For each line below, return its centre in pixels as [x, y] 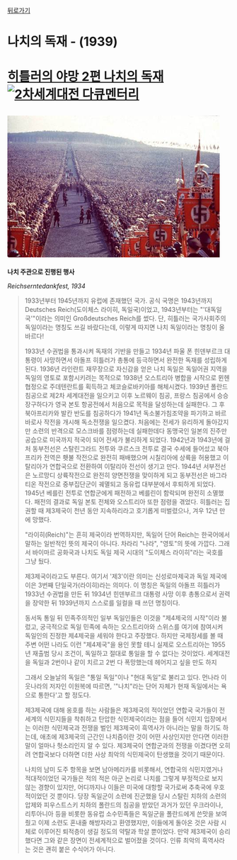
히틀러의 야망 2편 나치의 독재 [86, 77]
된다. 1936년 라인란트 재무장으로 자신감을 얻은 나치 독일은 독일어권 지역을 [126, 369]
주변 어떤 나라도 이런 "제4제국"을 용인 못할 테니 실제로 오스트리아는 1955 [125, 644]
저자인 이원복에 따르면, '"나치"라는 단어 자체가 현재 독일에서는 [134, 686]
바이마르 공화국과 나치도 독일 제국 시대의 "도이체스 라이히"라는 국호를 [128, 552]
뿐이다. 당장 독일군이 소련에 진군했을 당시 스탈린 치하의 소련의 [142, 796]
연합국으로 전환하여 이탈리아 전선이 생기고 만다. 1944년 [125, 467]
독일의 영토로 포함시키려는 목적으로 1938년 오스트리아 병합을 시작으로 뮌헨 [127, 378]
